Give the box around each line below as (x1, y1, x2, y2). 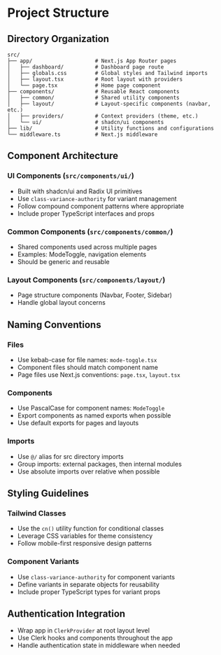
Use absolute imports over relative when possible (17, 467, 160, 476)
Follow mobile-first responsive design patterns (17, 539, 152, 548)
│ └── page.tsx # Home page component (7, 82, 161, 89)
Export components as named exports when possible (17, 411, 171, 420)
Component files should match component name (17, 363, 159, 371)
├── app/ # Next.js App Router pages (7, 57, 177, 64)
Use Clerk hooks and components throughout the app (17, 634, 173, 642)
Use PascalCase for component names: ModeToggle (17, 404, 165, 413)
